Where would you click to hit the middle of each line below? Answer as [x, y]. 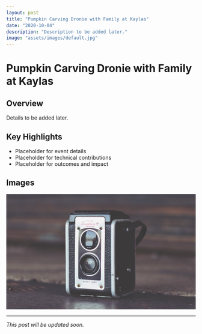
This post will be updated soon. [45, 325]
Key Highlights [34, 137]
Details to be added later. [37, 118]
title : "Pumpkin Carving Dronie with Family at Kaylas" [78, 19]
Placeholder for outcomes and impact [62, 164]
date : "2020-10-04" [31, 25]
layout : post [23, 13]
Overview [25, 103]
